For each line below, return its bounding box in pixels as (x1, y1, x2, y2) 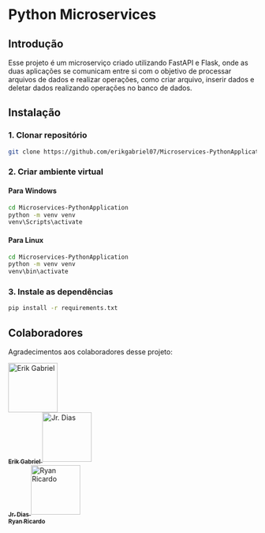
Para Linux (8, 235, 44, 244)
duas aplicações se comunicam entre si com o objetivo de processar (8, 66, 232, 76)
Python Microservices (8, 6, 156, 24)
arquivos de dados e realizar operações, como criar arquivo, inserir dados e (8, 75, 255, 84)
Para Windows (8, 186, 57, 195)
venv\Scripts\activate (8, 218, 83, 226)
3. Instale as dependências (8, 286, 114, 297)
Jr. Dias (8, 510, 29, 519)
